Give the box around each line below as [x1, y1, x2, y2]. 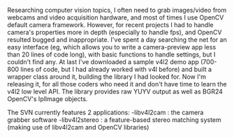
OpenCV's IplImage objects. [7, 95, 88, 103]
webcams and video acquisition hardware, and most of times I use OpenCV [7, 13, 224, 22]
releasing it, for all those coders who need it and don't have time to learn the [7, 80, 227, 88]
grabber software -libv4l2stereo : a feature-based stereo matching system [7, 116, 221, 124]
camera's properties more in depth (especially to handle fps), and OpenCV [7, 28, 222, 36]
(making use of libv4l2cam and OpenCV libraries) [7, 123, 149, 131]
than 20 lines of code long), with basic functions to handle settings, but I [7, 50, 216, 59]
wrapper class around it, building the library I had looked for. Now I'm [7, 72, 206, 81]
